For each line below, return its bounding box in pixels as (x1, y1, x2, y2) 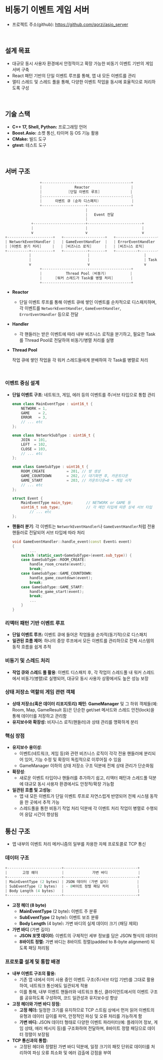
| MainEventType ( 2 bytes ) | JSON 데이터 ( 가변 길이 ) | (5, 879, 139, 884)
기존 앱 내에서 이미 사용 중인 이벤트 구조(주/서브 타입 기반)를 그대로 (19, 976, 146, 982)
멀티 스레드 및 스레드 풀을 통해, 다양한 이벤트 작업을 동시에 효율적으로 (12, 79, 143, 84)
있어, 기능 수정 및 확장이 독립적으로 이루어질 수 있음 (24, 757, 122, 763)
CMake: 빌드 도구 (12, 136, 47, 142)
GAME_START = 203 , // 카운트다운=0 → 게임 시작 (21, 478, 131, 483)
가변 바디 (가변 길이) (12, 927, 50, 933)
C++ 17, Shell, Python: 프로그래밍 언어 (12, 124, 87, 130)
